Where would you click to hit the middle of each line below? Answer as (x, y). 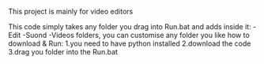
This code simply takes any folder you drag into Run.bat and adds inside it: (130, 26)
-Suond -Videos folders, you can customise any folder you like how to (136, 35)
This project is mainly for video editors (71, 11)
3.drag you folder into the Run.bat (63, 52)
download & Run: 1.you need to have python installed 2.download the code (130, 43)
